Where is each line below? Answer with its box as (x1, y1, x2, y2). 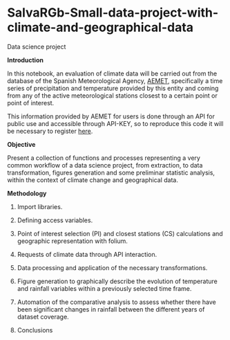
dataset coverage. (17, 312, 69, 321)
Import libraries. (17, 202, 63, 211)
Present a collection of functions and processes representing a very (7, 154, 200, 162)
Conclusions (17, 325, 53, 334)
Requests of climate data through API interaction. (17, 250, 157, 258)
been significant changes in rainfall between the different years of (17, 305, 205, 313)
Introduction (7, 55, 44, 64)
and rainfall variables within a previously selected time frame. (17, 284, 192, 292)
